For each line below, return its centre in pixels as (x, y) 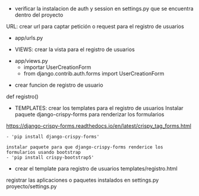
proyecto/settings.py (31, 186)
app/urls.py (29, 38)
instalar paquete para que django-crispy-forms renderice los (85, 147)
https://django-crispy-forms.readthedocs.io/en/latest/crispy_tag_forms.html (99, 126)
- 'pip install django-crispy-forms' (53, 137)
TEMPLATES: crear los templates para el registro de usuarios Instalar (99, 108)
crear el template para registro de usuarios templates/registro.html (96, 168)
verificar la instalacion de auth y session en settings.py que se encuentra (104, 9)
